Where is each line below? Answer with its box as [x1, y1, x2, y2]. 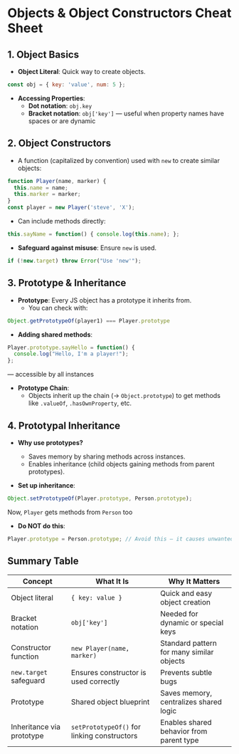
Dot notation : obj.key [28, 101, 92, 110]
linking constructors [70, 731, 138, 740]
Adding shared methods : [17, 330, 93, 339]
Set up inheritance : [17, 481, 76, 489]
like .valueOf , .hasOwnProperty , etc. [28, 399, 132, 407]
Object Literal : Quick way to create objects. [17, 68, 146, 75]
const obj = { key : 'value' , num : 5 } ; [7, 81, 126, 88]
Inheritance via [11, 721, 60, 731]
